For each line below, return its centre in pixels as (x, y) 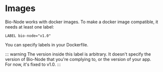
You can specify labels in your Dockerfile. (47, 44)
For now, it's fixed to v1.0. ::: (33, 64)
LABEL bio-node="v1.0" (28, 36)
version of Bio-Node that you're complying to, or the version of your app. (78, 59)
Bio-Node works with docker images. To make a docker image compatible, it (81, 22)
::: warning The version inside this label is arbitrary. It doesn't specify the (78, 54)
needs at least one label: (30, 27)
